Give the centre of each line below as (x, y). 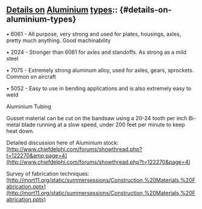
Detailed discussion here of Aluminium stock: (63, 143)
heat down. (20, 131)
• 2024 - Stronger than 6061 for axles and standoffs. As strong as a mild (96, 52)
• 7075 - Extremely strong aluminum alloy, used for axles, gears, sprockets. (100, 70)
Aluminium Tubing (29, 106)
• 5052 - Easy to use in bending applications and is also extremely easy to (99, 88)
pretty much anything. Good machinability (58, 40)
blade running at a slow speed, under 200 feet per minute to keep (103, 124)
